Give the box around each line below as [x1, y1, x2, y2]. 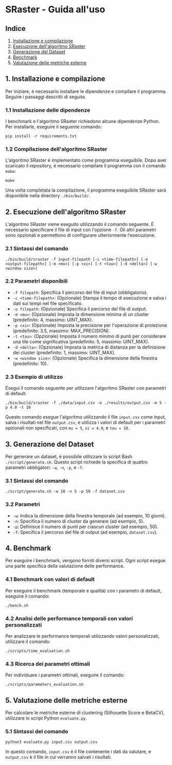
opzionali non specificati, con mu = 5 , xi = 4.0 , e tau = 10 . [5, 425, 130, 431]
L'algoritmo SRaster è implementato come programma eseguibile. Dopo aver [5, 157, 167, 163]
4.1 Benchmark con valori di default [5, 576, 95, 583]
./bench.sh [5, 603, 29, 608]
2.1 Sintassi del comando [5, 245, 68, 252]
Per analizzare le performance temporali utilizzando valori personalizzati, [5, 633, 160, 639]
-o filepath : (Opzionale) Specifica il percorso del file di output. [12, 305, 147, 312]
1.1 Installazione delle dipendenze [5, 107, 91, 114]
